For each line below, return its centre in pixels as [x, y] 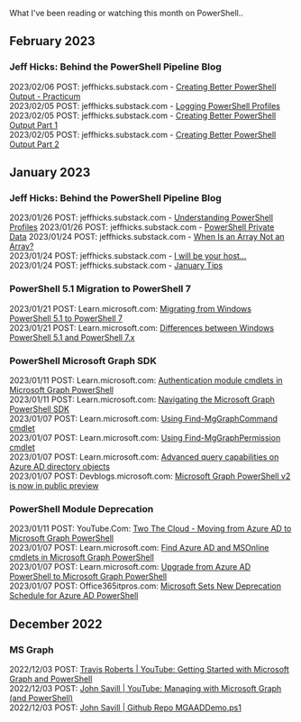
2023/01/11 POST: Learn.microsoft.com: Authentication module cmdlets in [146, 380]
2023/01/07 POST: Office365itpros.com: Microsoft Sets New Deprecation [146, 586]
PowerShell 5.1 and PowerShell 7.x [72, 337]
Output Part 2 [35, 144]
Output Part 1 [34, 124]
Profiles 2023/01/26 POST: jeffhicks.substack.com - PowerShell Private [142, 227]
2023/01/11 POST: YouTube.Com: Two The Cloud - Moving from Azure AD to [150, 529]
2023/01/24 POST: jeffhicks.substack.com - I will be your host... [128, 256]
